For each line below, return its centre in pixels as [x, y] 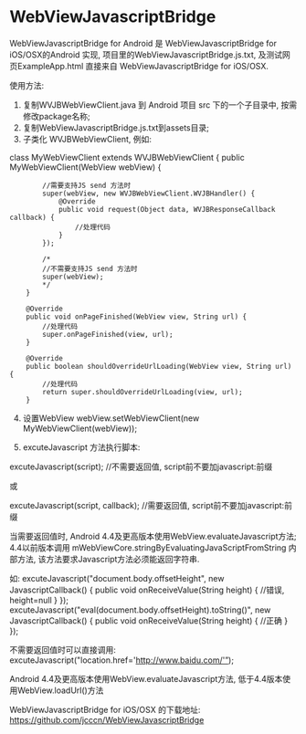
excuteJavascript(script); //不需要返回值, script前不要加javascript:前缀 [141, 467]
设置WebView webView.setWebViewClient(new [111, 418]
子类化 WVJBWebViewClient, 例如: [87, 139]
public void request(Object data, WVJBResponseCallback [167, 209]
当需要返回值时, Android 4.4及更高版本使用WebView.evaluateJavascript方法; [153, 536]
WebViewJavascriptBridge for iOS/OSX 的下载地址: [105, 709]
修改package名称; [56, 116]
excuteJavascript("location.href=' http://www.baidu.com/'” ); [122, 660]
